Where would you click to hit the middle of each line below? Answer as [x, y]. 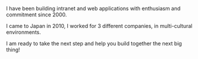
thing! [13, 50]
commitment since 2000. [36, 15]
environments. [24, 32]
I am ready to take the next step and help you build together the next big [94, 44]
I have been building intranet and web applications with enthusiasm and [93, 8]
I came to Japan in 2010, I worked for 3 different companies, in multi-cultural [99, 26]
